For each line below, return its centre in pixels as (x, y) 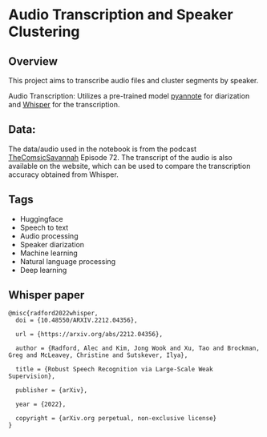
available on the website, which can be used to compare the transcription (129, 166)
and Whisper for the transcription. (64, 104)
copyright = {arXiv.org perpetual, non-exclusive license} (116, 419)
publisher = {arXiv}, (52, 391)
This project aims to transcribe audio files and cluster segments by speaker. (133, 80)
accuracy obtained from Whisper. (63, 174)
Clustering (44, 32)
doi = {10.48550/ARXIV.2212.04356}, (77, 321)
